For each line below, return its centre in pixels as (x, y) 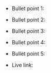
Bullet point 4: (28, 42)
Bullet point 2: (28, 20)
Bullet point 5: (28, 54)
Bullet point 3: (28, 31)
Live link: (22, 65)
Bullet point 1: (28, 8)
